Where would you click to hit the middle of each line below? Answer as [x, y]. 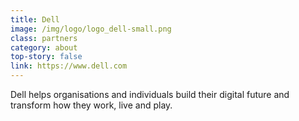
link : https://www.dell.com [69, 66]
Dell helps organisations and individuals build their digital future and [150, 94]
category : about [44, 47]
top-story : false [46, 57]
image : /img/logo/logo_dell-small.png [91, 29]
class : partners [44, 38]
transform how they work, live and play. [91, 105]
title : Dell [35, 19]
